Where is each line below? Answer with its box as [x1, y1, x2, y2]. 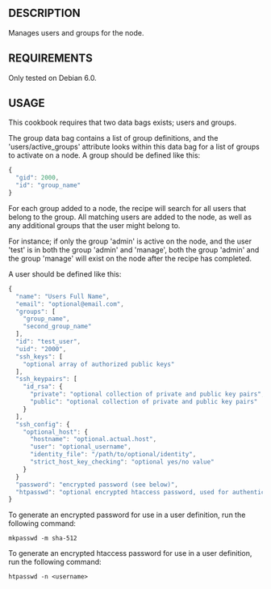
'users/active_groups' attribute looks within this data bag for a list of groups [8, 142, 260, 152]
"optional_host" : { [23, 428, 89, 436]
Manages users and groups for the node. [8, 28, 144, 37]
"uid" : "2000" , [15, 345, 67, 353]
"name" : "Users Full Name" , [15, 292, 110, 300]
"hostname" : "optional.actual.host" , [29, 435, 157, 443]
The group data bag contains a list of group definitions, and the [8, 133, 219, 143]
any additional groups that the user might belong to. [8, 220, 181, 230]
